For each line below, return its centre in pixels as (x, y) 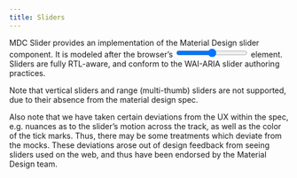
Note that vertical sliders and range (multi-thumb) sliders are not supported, (148, 90)
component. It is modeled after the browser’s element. (146, 54)
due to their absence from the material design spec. (104, 99)
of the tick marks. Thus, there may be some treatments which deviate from (145, 135)
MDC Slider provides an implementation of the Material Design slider (134, 43)
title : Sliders (37, 17)
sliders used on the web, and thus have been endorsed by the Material (138, 154)
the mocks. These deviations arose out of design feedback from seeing (140, 145)
